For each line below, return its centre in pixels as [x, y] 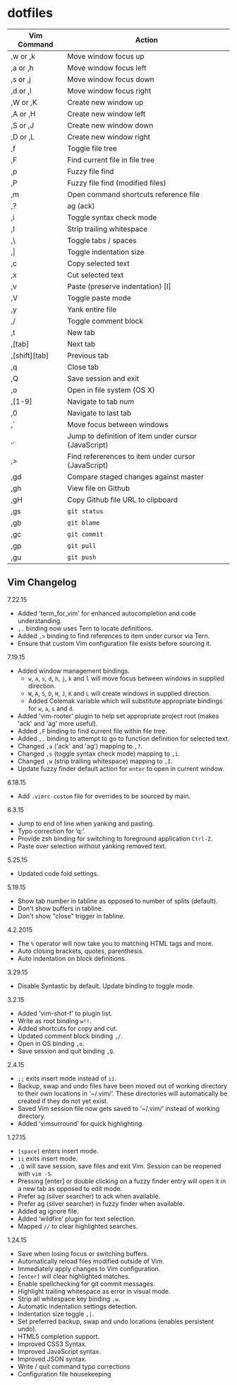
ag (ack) [81, 205]
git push [81, 557]
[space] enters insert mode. [58, 1151]
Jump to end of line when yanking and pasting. [86, 823]
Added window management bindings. [74, 671]
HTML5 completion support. [59, 1336]
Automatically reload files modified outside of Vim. [91, 1261]
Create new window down [110, 125]
